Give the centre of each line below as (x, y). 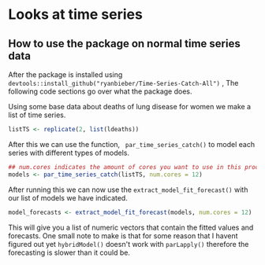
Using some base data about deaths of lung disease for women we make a (129, 107)
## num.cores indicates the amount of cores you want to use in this (125, 167)
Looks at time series (76, 15)
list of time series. (37, 115)
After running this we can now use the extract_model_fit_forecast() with (128, 190)
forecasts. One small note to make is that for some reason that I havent (123, 236)
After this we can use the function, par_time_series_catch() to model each (132, 144)
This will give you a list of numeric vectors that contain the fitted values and (131, 227)
